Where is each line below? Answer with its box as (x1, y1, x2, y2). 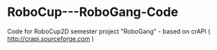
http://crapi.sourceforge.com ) (7, 34, 95, 42)
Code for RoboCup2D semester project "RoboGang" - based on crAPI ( (7, 27, 211, 35)
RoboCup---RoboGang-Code (7, 4, 179, 20)
